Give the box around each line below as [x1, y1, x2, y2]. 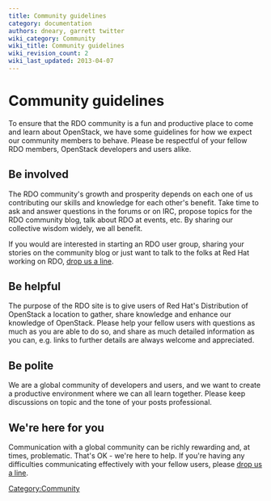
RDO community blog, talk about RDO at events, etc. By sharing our [8, 215, 233, 225]
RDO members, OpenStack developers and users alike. [8, 144, 192, 154]
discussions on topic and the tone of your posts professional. [8, 398, 213, 407]
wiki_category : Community [8, 34, 95, 43]
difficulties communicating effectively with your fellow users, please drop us [8, 460, 263, 469]
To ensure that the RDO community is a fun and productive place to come [8, 118, 253, 128]
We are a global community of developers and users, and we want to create [8, 381, 261, 390]
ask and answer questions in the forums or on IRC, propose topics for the [8, 206, 252, 216]
